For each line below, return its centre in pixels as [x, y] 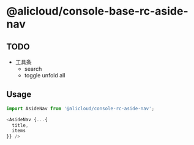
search [33, 69]
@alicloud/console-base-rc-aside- [97, 11]
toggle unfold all [45, 75]
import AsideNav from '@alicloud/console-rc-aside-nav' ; [80, 108]
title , [20, 125]
